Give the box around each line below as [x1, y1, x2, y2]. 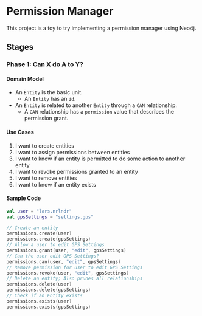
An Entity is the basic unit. [15, 89, 83, 96]
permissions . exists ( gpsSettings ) [6, 304, 91, 310]
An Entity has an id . [24, 95, 76, 103]
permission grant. [24, 114, 69, 122]
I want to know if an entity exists [15, 180, 96, 188]
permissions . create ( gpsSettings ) [6, 236, 91, 242]
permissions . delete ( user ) [6, 281, 72, 287]
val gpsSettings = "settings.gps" [6, 214, 94, 220]
